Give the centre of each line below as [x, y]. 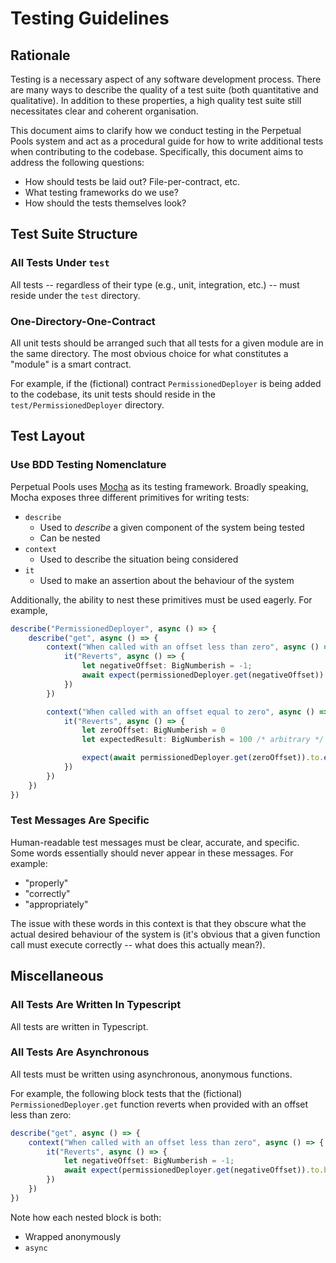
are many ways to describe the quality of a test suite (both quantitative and [164, 90]
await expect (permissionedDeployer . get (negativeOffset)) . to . [194, 1170]
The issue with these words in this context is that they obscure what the [158, 923]
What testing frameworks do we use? [101, 192]
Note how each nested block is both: [86, 1217]
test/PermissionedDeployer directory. [87, 404]
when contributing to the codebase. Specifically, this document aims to [157, 151]
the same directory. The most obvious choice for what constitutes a [149, 353]
